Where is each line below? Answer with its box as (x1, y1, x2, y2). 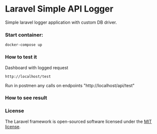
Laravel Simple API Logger (5, 3, 114, 15)
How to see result (5, 94, 48, 101)
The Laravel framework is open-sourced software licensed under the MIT (5, 119, 152, 124)
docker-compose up (5, 43, 42, 47)
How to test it (5, 54, 37, 60)
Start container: (5, 31, 44, 38)
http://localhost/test (5, 74, 51, 79)
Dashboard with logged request (5, 64, 69, 71)
